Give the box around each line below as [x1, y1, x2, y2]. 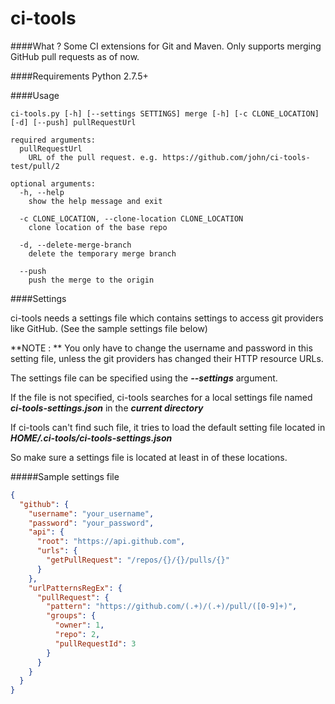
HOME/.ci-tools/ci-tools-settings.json [10, 432, 173, 444]
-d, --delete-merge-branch [19, 240, 132, 250]
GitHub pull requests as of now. [10, 50, 140, 62]
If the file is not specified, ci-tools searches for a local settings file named [10, 391, 313, 403]
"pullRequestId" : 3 [54, 638, 137, 649]
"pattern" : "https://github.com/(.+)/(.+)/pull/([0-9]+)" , [46, 602, 298, 612]
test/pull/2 [10, 161, 60, 171]
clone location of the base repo [28, 222, 168, 232]
